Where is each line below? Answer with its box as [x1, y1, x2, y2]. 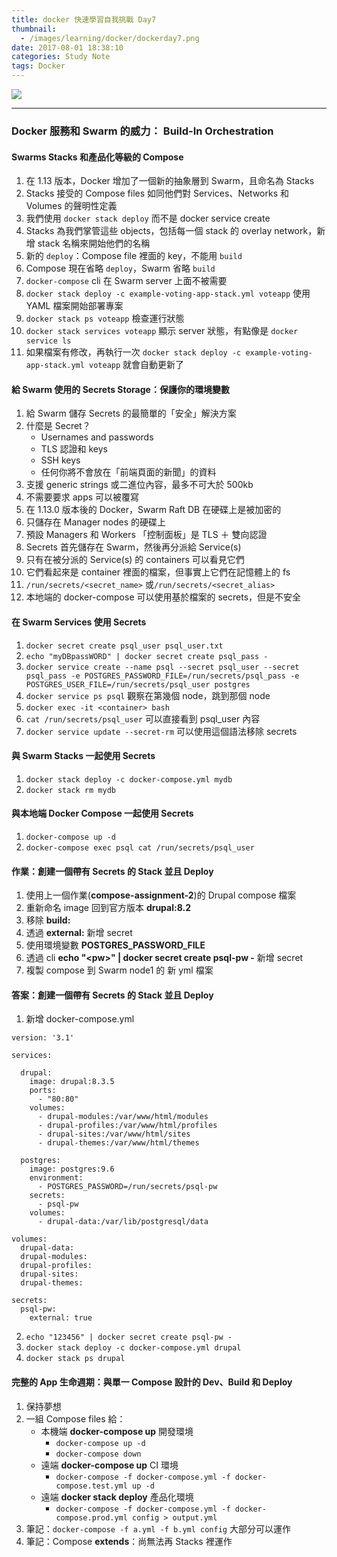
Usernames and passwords [40, 431, 154, 443]
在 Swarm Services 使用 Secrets [11, 616, 147, 628]
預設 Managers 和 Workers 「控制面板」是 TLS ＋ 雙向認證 [25, 529, 268, 541]
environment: [29, 1173, 84, 1183]
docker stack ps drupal [25, 1354, 126, 1364]
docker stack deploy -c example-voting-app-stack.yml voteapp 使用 [25, 287, 311, 300]
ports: [29, 1086, 57, 1096]
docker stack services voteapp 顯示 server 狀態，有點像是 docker [25, 325, 299, 337]
